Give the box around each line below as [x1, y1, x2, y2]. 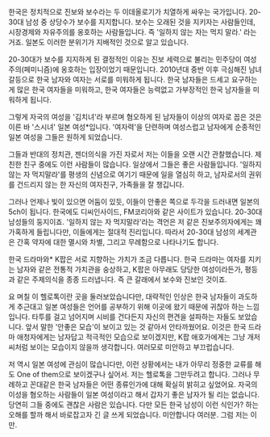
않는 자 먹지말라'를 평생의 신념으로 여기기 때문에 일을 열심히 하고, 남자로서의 [8, 170, 247, 179]
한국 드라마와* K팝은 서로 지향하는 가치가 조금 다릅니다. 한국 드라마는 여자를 [8, 254, 247, 264]
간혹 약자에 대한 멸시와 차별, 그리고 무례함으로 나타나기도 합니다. [16, 237, 219, 246]
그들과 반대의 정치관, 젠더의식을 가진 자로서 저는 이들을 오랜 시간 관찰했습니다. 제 [8, 149, 262, 159]
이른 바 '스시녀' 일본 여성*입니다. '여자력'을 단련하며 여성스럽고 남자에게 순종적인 [8, 122, 262, 132]
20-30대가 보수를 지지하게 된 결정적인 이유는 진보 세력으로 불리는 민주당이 [8, 55, 242, 64]
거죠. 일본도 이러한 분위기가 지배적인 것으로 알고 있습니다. [8, 37, 189, 47]
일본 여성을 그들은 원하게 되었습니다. [8, 132, 123, 141]
